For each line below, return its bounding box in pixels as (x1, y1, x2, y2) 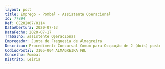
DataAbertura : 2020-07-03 (5, 25, 58, 30)
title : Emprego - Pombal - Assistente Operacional (5, 12, 111, 17)
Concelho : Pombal (5, 52, 41, 57)
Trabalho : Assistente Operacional (5, 34, 76, 39)
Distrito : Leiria (5, 57, 41, 62)
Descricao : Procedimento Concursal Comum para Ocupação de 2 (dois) (5, 43, 148, 48)
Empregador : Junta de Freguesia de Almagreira (5, 39, 102, 44)
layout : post (5, 7, 32, 12)
